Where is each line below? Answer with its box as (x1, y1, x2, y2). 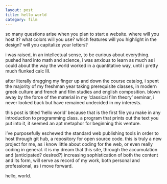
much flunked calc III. (5, 68, 51, 74)
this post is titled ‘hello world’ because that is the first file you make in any (5, 109, 161, 116)
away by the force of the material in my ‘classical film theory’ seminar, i (5, 94, 155, 100)
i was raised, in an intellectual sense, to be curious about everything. (5, 52, 150, 58)
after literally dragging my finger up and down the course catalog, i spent (5, 78, 159, 84)
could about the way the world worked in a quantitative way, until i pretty (5, 62, 158, 69)
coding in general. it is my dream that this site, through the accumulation (5, 147, 157, 153)
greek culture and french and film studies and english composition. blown (5, 89, 160, 95)
